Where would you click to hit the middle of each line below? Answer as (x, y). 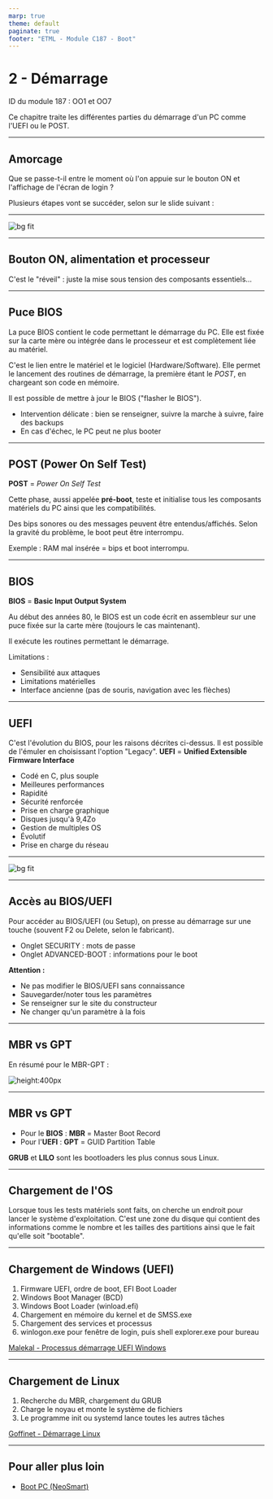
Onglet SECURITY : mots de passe (78, 945)
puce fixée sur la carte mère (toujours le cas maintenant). (104, 625)
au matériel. (28, 349)
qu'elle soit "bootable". (47, 1236)
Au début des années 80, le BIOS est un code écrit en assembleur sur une (132, 617)
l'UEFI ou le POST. (39, 126)
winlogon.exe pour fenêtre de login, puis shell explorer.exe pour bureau (140, 1332)
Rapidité (34, 793)
